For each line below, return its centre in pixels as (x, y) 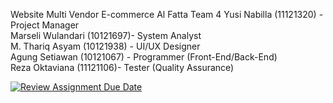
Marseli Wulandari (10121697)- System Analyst (106, 35)
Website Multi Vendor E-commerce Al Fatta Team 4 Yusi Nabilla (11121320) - (167, 14)
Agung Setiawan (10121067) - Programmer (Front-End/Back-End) (144, 57)
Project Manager (45, 25)
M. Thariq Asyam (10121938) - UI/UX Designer (105, 46)
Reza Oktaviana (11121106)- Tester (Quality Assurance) (122, 67)
